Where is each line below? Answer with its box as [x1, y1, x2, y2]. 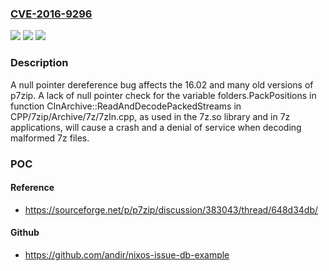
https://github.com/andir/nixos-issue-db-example [24, 248, 230, 261]
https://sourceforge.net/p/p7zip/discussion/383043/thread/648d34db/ [24, 203, 319, 216]
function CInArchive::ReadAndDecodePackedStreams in [10, 100, 242, 112]
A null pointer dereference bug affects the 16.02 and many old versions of [10, 78, 314, 91]
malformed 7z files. [10, 132, 90, 144]
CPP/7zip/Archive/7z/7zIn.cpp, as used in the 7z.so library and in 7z [10, 110, 291, 122]
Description [10, 56, 69, 70]
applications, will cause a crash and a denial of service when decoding [10, 121, 302, 133]
